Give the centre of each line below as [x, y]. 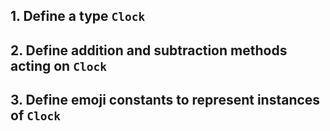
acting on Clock [58, 65]
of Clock [35, 115]
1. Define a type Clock [78, 16]
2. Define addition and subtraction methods [149, 50]
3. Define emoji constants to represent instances [165, 100]
